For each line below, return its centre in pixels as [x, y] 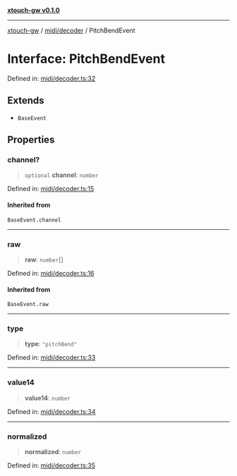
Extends [26, 100]
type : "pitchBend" [51, 344]
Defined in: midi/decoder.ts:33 [51, 358]
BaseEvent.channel [34, 220]
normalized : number [53, 452]
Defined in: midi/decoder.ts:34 [51, 411]
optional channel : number [61, 175]
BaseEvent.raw [28, 305]
